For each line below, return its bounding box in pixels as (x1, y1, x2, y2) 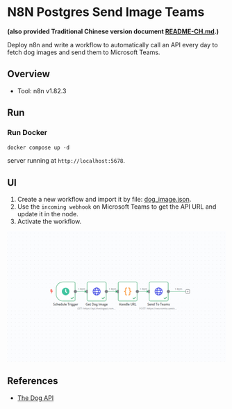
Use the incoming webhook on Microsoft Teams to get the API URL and (17, 202, 217, 211)
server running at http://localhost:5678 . (7, 157, 126, 165)
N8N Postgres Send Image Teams (7, 4, 205, 20)
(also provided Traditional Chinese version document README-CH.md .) (7, 27, 219, 35)
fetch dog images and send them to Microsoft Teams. (7, 48, 160, 56)
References (7, 375, 58, 387)
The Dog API (17, 394, 54, 402)
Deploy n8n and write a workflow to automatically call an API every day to (7, 40, 218, 49)
